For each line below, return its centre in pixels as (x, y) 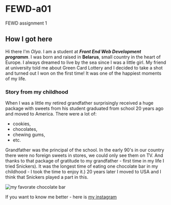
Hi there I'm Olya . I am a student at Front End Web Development (73, 51)
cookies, (22, 124)
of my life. (16, 78)
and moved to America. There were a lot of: (51, 114)
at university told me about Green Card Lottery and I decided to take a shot (84, 67)
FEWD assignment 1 (26, 23)
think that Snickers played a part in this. (47, 177)
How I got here (29, 39)
